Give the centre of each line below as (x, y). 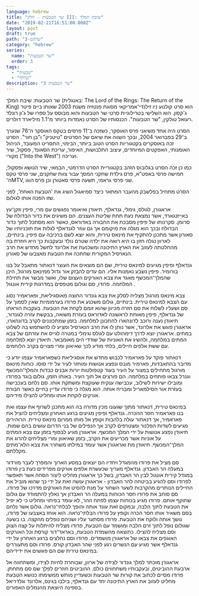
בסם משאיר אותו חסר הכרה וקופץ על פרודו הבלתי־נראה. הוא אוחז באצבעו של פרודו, (99, 513)
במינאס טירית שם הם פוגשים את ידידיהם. (52, 551)
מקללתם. (17, 451)
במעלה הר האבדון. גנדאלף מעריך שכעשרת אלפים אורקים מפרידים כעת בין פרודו (95, 469)
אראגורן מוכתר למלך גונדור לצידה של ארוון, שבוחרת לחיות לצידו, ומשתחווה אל (92, 562)
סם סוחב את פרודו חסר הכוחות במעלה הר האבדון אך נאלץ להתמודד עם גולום (92, 494)
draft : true (21, 34)
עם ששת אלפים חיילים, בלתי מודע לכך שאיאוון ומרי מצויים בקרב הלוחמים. (88, 346)
